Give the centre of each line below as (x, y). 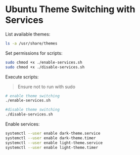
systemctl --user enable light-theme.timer (52, 147)
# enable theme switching (32, 96)
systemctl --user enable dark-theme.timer (51, 138)
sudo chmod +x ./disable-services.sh (45, 67)
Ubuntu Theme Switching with (70, 9)
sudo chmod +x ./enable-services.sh (44, 62)
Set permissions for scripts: (34, 53)
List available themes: (28, 34)
